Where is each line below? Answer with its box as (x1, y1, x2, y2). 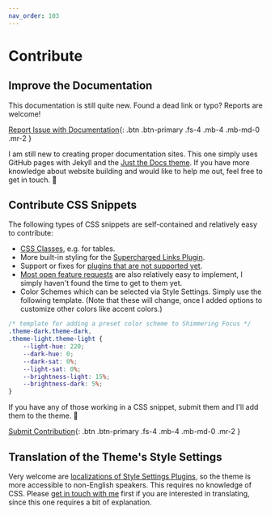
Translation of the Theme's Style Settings (8, 450, 222, 464)
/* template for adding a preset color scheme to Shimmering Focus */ (8, 320, 252, 328)
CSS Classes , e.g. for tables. (19, 244, 116, 253)
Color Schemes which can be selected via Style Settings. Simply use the (19, 287, 262, 296)
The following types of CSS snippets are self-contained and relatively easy (8, 219, 257, 229)
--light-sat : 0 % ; (23, 365, 82, 373)
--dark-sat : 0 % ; (23, 357, 78, 365)
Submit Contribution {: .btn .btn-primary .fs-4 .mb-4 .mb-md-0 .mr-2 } (8, 427, 241, 436)
